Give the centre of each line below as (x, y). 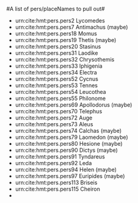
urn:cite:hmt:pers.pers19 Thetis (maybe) (66, 40)
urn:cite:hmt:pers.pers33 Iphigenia (59, 66)
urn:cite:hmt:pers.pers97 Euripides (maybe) (70, 176)
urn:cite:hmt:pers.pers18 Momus (56, 34)
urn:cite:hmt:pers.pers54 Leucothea (60, 92)
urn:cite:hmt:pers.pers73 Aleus (54, 124)
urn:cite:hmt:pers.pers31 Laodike (56, 53)
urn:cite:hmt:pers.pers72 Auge (54, 118)
